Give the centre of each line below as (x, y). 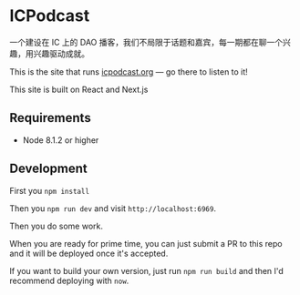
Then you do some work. (56, 226)
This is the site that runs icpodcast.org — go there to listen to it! (129, 71)
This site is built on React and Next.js (79, 89)
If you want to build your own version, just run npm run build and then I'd (147, 270)
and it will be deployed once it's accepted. (89, 253)
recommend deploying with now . (69, 280)
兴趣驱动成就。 (61, 53)
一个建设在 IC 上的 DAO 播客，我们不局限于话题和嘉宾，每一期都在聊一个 (146, 42)
